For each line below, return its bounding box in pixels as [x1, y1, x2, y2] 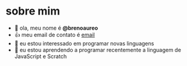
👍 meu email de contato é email [14, 31, 95, 38]
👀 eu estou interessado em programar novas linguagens [14, 39, 154, 47]
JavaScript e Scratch [14, 53, 67, 60]
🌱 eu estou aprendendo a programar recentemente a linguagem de [14, 46, 182, 53]
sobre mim [5, 4, 61, 18]
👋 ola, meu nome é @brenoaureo [14, 24, 98, 31]
